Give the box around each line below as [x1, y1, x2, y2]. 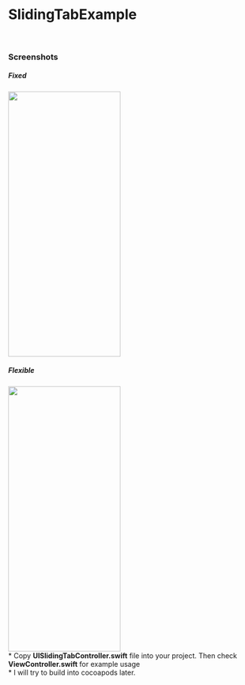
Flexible [8, 366, 35, 375]
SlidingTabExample [8, 6, 137, 24]
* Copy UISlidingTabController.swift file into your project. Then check [8, 650, 238, 661]
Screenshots [8, 51, 58, 62]
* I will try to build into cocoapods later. [8, 668, 136, 677]
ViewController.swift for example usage [8, 659, 141, 668]
